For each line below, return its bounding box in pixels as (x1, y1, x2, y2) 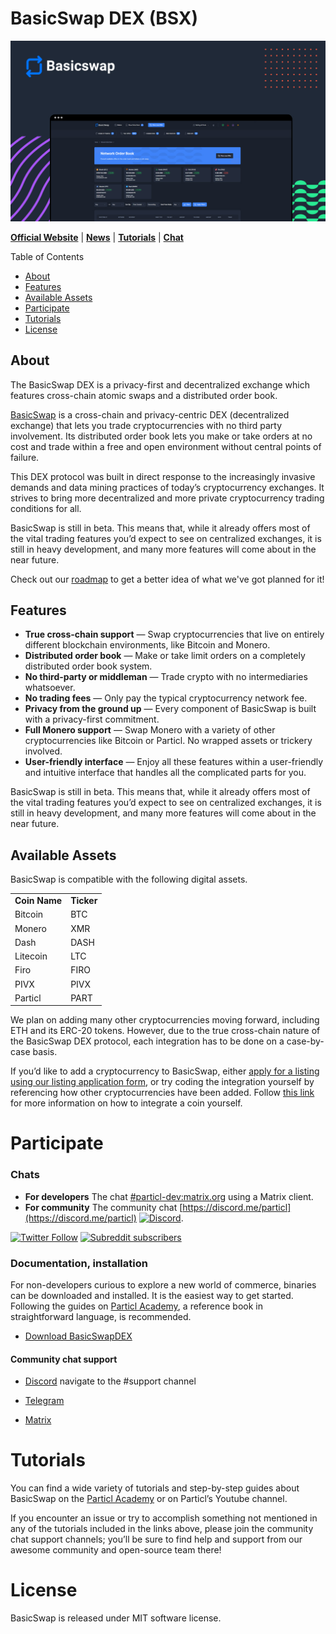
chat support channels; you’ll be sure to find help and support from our (10, 1533, 303, 1546)
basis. (32, 1046, 58, 1058)
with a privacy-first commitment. (24, 713, 160, 726)
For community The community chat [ (24, 1201, 183, 1213)
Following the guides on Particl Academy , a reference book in (10, 1300, 263, 1312)
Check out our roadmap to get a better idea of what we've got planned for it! (10, 573, 325, 585)
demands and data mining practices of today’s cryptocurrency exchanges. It (10, 481, 325, 493)
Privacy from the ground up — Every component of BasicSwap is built (24, 703, 317, 715)
